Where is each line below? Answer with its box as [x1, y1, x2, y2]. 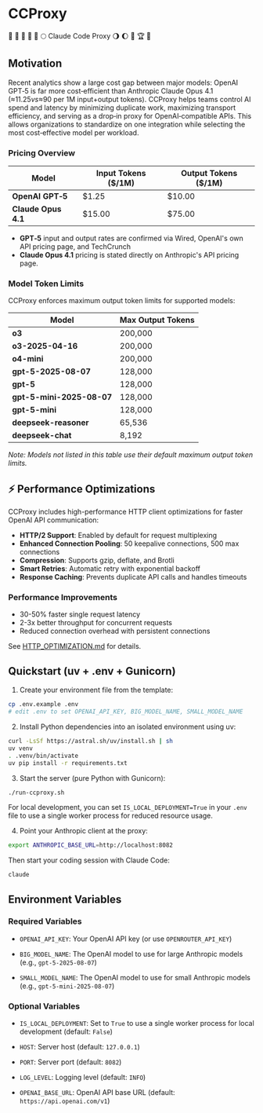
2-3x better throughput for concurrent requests [19, 618, 173, 628]
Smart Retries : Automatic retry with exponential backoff [19, 564, 201, 573]
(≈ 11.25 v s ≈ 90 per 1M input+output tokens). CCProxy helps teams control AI [8, 94, 251, 104]
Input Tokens [96, 168, 146, 179]
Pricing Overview [8, 147, 76, 158]
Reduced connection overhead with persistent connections [19, 626, 211, 636]
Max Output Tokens [120, 315, 195, 326]
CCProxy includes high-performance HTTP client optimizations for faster [8, 507, 243, 517]
